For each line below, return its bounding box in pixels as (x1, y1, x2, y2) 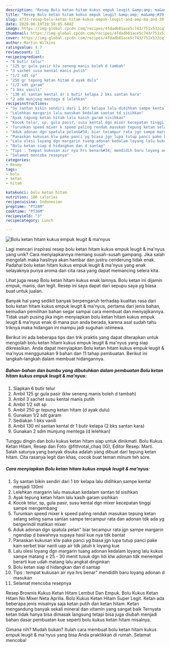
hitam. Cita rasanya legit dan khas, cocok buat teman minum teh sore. (6, 454, 151, 460)
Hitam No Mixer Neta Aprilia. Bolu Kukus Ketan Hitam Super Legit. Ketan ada (6, 596, 164, 602)
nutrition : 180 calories (6, 195, 58, 200)
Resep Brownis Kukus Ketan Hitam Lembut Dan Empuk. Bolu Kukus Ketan (6, 590, 158, 596)
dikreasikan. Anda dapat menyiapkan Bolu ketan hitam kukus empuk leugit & (6, 345, 164, 351)
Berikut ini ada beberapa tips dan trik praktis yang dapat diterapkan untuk (6, 334, 159, 340)
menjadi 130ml (13, 484, 43, 490)
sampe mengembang (13, 505, 58, 511)
